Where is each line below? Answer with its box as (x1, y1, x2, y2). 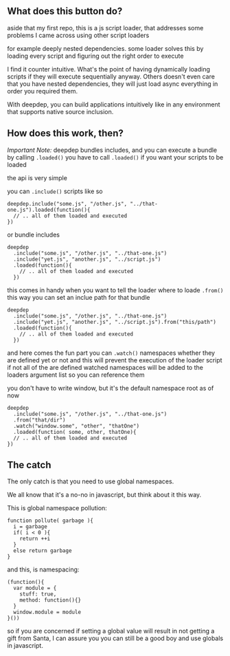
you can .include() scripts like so (7, 187, 103, 195)
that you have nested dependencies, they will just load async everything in (7, 79, 218, 88)
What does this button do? (7, 6, 123, 17)
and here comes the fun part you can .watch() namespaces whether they (7, 349, 215, 357)
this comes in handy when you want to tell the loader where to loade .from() (7, 285, 224, 294)
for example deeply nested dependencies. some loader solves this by (7, 44, 204, 52)
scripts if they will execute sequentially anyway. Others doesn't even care (7, 72, 215, 80)
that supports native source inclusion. (7, 107, 114, 116)
